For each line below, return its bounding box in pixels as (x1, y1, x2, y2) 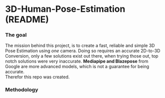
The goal (5, 32, 27, 38)
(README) (5, 14, 49, 25)
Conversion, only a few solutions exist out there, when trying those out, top (5, 53, 159, 59)
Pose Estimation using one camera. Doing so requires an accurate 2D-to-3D (5, 48, 161, 54)
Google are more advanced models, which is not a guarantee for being (5, 64, 150, 69)
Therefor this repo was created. (5, 74, 70, 80)
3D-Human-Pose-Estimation (5, 3, 125, 15)
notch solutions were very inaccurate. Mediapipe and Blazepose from (5, 58, 149, 65)
